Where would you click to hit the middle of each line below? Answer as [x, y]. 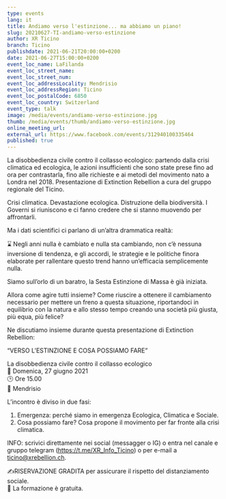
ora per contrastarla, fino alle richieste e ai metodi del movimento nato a [108, 175]
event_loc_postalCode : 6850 [47, 97]
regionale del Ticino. [36, 190]
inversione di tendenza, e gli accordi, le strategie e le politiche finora [103, 254]
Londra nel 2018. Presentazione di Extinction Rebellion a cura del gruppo [109, 182]
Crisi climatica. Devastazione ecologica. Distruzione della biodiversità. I [107, 203]
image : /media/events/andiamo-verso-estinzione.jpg [82, 115]
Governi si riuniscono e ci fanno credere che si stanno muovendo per [104, 210]
